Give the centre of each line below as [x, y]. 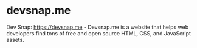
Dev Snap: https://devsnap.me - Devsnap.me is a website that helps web [98, 27]
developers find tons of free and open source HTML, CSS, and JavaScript [99, 33]
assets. [15, 40]
